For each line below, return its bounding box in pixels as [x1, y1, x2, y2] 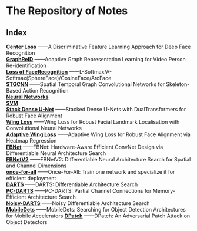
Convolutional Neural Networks [6, 125, 82, 131]
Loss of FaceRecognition [6, 68, 68, 75]
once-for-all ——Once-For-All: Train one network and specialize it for [6, 169, 175, 175]
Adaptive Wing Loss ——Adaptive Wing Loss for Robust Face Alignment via [6, 131, 191, 138]
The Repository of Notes [6, 4, 128, 18]
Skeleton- [166, 81, 190, 88]
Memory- [152, 187, 175, 194]
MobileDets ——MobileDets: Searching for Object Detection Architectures [6, 206, 186, 213]
